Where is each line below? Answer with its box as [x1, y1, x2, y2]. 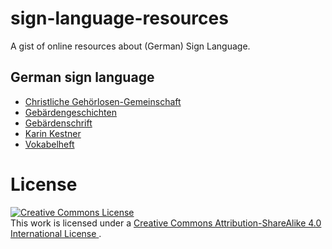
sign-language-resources [10, 7, 229, 30]
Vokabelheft [24, 138, 75, 150]
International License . [10, 227, 102, 239]
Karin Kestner [24, 127, 82, 139]
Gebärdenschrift [24, 117, 93, 129]
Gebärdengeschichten [24, 106, 117, 118]
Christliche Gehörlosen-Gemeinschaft [24, 95, 182, 107]
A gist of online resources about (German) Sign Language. [10, 40, 251, 52]
